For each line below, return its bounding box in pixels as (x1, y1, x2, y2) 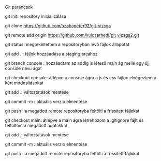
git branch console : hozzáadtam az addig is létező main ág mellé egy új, (5, 60, 150, 66)
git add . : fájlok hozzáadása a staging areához (5, 51, 98, 57)
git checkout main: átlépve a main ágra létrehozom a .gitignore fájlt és (5, 117, 144, 123)
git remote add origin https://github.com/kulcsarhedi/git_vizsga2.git (5, 32, 139, 38)
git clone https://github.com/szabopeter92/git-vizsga (5, 23, 111, 29)
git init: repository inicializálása (5, 14, 67, 19)
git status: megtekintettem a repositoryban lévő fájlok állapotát (5, 42, 130, 47)
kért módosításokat (5, 80, 44, 86)
